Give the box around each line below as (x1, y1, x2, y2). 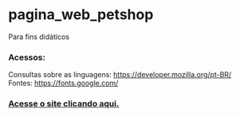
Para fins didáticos (8, 32, 70, 41)
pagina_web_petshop (8, 6, 154, 24)
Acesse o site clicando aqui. (8, 98, 120, 109)
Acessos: (8, 52, 46, 63)
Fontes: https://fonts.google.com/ (8, 78, 119, 88)
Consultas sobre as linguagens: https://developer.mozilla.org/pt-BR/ (8, 70, 232, 80)
